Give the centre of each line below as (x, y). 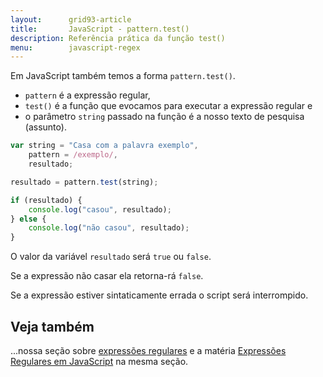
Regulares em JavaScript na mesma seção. (99, 361)
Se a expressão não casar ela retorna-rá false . (107, 276)
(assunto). (45, 127)
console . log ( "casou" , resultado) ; (100, 209)
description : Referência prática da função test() (118, 38)
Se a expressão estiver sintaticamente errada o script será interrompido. (159, 295)
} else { (28, 219)
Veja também (52, 326)
